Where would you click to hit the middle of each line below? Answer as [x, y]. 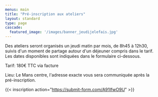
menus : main [17, 9]
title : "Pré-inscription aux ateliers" [45, 14]
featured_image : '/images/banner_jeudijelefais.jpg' [64, 32]
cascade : [14, 28]
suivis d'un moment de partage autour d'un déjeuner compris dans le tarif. [79, 51]
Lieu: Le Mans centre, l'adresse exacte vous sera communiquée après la [77, 75]
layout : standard [23, 18]
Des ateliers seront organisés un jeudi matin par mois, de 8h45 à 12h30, [77, 46]
